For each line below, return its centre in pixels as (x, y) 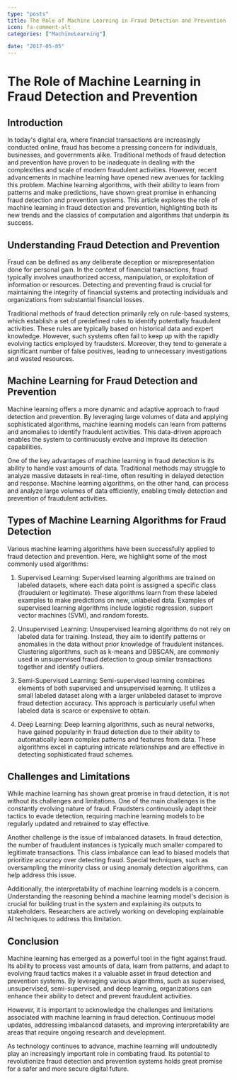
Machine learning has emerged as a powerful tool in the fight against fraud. (117, 959)
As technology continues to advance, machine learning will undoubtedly (112, 1046)
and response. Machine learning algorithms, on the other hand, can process (118, 483)
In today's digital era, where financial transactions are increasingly (104, 140)
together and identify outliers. (61, 667)
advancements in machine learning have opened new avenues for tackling (116, 177)
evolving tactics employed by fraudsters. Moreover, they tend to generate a (117, 343)
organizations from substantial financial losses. (76, 299)
